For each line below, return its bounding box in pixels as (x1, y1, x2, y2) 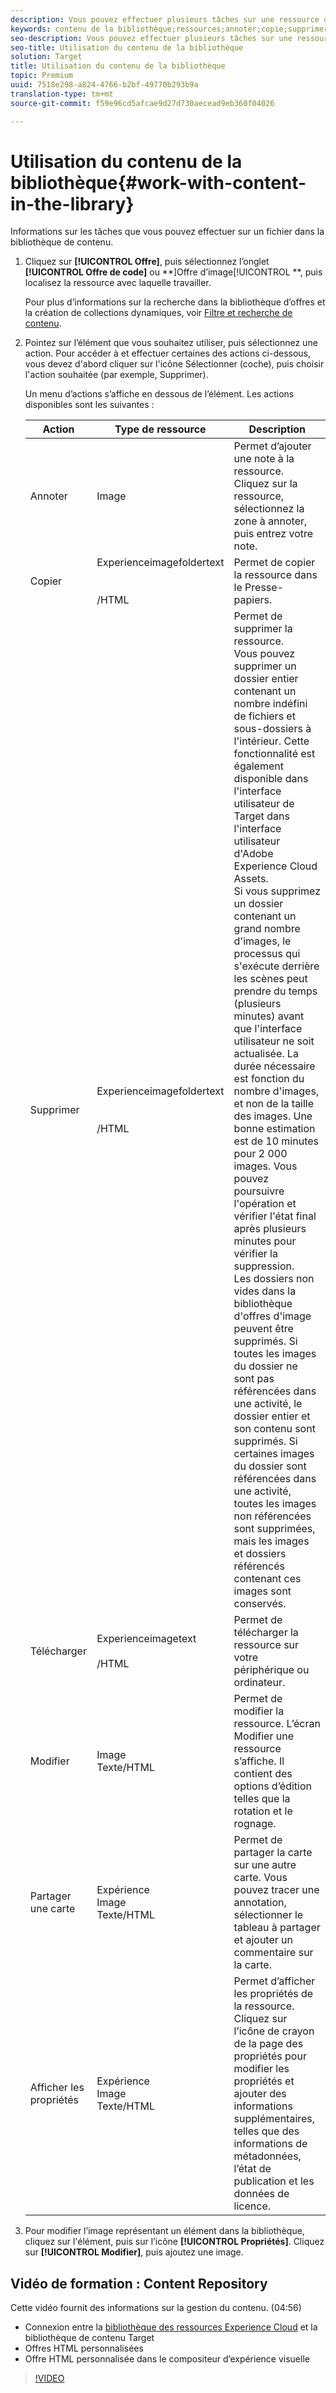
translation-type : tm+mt (10, 89, 114, 99)
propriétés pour (233, 2049, 307, 2063)
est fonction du (233, 1072, 305, 1086)
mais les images (233, 1534, 310, 1548)
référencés (233, 1559, 285, 1573)
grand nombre (233, 922, 301, 936)
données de (233, 2187, 290, 2201)
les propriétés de (233, 1987, 314, 2001)
